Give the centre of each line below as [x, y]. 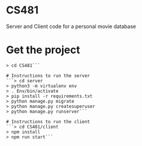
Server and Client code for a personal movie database [71, 26]
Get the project [43, 50]
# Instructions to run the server [48, 76]
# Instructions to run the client [48, 121]
